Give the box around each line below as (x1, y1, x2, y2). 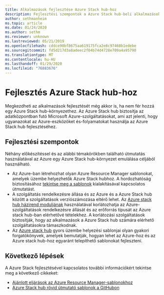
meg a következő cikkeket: (5, 270, 59, 276)
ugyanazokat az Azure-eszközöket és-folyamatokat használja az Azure (5, 118, 148, 124)
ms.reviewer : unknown (5, 35, 49, 39)
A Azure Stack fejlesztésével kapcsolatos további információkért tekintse (5, 265, 152, 271)
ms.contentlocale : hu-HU (5, 57, 56, 62)
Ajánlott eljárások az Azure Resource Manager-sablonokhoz (12, 279, 133, 285)
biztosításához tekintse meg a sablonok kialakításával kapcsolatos (12, 181, 145, 186)
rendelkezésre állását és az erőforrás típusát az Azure (42, 206, 151, 212)
